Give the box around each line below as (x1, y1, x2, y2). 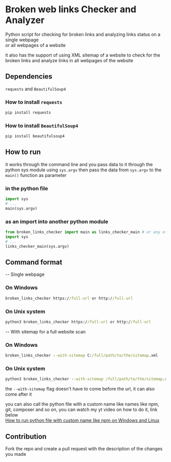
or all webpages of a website (5, 42, 66, 48)
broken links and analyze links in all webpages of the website (5, 57, 134, 63)
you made (5, 451, 26, 457)
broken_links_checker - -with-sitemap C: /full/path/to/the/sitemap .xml (5, 353, 158, 358)
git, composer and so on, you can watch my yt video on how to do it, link (5, 406, 158, 413)
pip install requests (5, 110, 51, 115)
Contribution (5, 432, 47, 441)
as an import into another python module (5, 218, 108, 225)
